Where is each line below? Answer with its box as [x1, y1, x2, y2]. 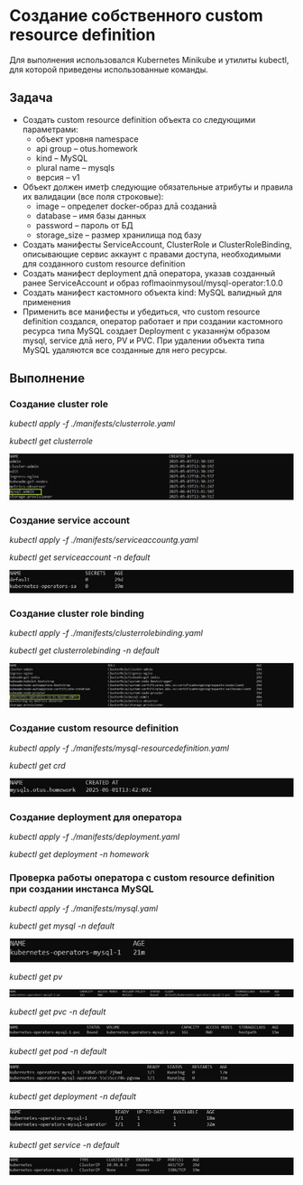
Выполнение [9, 371, 86, 387]
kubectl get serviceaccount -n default [9, 552, 151, 563]
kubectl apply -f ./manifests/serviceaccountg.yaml [9, 534, 198, 545]
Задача [9, 90, 53, 106]
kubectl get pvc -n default [9, 1006, 106, 1017]
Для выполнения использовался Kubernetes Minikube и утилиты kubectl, [9, 54, 289, 65]
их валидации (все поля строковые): [22, 191, 164, 201]
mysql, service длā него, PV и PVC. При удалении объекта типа [22, 335, 265, 346]
